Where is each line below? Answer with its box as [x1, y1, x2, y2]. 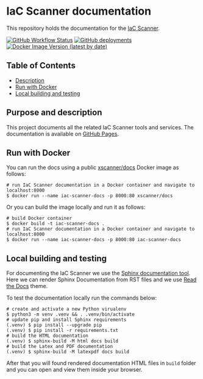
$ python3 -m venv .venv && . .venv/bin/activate [6, 311, 135, 318]
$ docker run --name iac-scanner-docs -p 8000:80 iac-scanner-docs [6, 237, 182, 243]
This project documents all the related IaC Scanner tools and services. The [6, 123, 194, 131]
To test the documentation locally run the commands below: [6, 294, 157, 301]
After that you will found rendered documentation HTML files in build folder [6, 359, 196, 367]
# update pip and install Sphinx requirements [6, 317, 127, 323]
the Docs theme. [6, 283, 48, 290]
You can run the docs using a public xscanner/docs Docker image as [6, 164, 179, 171]
